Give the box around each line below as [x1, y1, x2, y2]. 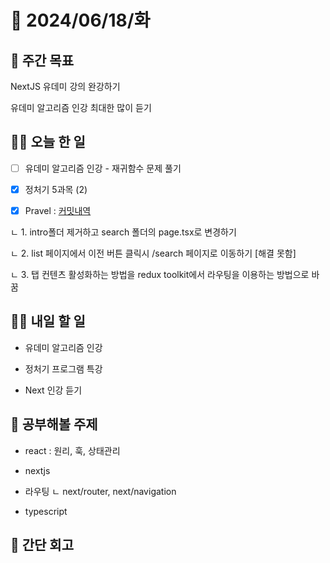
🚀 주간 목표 [10, 52, 75, 69]
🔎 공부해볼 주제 [10, 416, 98, 433]
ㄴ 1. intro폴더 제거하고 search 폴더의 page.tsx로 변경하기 [10, 226, 237, 238]
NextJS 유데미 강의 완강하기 [10, 81, 121, 92]
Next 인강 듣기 [24, 384, 83, 396]
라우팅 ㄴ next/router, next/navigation [24, 485, 177, 497]
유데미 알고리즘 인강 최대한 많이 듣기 [10, 102, 152, 113]
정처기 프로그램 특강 [24, 362, 103, 375]
